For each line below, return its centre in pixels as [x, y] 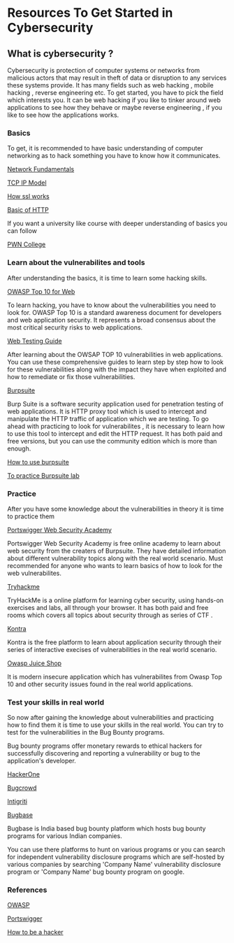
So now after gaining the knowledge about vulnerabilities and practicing [111, 718]
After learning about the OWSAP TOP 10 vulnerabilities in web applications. [115, 354]
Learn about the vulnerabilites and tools [76, 262]
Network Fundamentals [41, 169]
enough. [19, 448]
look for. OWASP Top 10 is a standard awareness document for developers [115, 312]
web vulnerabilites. [34, 573]
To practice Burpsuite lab [43, 475]
